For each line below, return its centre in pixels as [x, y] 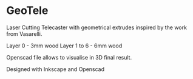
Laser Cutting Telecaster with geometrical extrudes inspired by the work [96, 27]
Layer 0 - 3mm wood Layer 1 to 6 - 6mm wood [64, 46]
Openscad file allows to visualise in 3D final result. [69, 57]
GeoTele [27, 11]
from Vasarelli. [24, 33]
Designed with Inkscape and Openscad [56, 69]
